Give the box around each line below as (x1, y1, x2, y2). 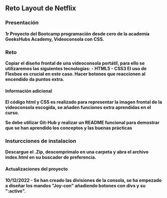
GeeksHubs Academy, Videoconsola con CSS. (5, 36, 104, 42)
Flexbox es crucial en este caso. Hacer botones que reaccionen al (5, 71, 146, 77)
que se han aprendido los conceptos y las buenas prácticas (5, 125, 133, 131)
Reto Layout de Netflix (5, 4, 77, 13)
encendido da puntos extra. (5, 76, 65, 82)
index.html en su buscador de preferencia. (5, 154, 97, 161)
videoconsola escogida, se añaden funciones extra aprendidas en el (5, 105, 151, 111)
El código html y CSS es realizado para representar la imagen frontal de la (5, 99, 162, 105)
